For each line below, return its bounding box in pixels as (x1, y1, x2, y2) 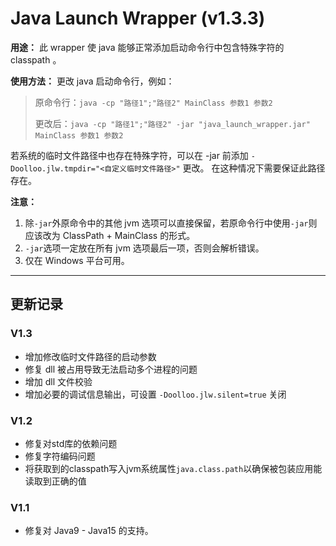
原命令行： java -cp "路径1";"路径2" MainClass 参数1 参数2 (34, 96, 273, 108)
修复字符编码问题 (24, 450, 96, 462)
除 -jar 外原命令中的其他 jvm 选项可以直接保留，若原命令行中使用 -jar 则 (24, 217, 318, 229)
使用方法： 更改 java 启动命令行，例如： (10, 75, 175, 87)
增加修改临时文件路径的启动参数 (24, 350, 157, 362)
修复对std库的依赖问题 (24, 437, 118, 449)
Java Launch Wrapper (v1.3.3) (10, 7, 266, 30)
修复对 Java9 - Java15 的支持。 (24, 525, 154, 537)
